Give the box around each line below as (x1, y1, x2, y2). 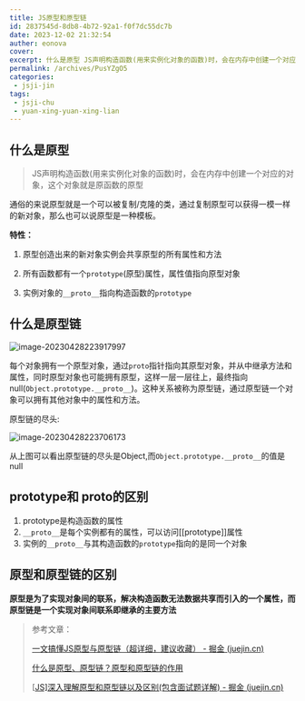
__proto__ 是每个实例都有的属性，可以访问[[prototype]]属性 (22, 526, 243, 537)
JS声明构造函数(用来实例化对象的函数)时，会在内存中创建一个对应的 (31, 168, 286, 179)
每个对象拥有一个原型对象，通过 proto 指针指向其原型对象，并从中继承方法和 (9, 360, 292, 371)
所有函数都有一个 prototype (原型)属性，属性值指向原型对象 (22, 268, 241, 279)
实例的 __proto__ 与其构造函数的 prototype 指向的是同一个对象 (22, 537, 248, 548)
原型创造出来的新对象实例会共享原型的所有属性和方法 (22, 249, 222, 260)
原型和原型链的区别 (9, 567, 117, 583)
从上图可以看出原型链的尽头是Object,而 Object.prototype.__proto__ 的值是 (9, 450, 286, 461)
